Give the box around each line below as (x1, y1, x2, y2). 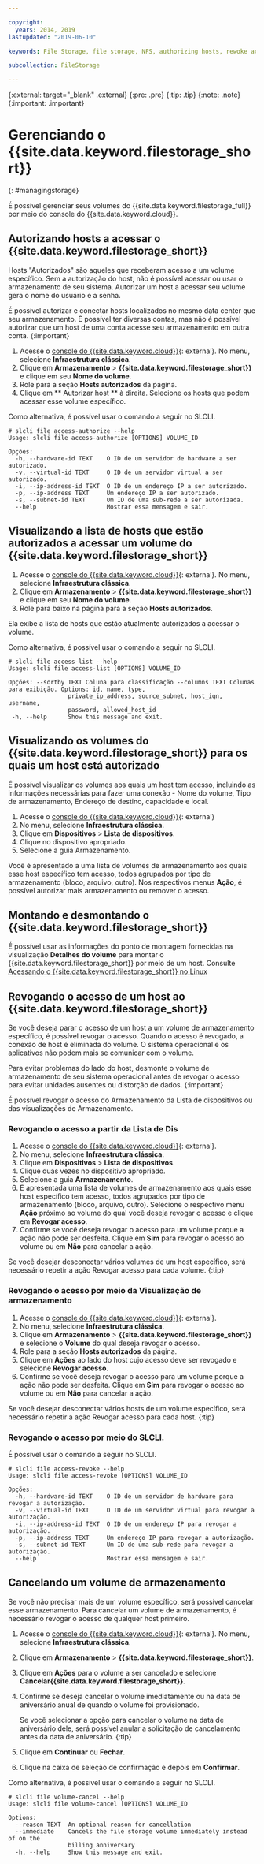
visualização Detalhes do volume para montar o (8, 950, 164, 960)
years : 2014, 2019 (15, 25, 76, 34)
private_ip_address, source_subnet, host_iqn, (68, 692, 223, 700)
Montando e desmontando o (8, 908, 149, 922)
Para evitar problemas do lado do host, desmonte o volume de (8, 1064, 210, 1073)
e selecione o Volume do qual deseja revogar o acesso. (19, 1338, 200, 1348)
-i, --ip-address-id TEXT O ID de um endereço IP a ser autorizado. (15, 482, 247, 490)
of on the (8, 1834, 41, 1842)
